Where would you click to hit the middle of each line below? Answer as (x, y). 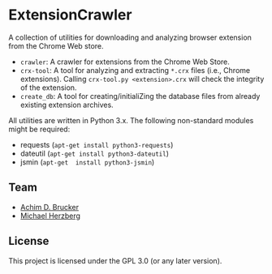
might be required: (39, 129)
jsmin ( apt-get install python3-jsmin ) (87, 162)
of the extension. (48, 88)
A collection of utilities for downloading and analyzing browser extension (130, 37)
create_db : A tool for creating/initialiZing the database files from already (140, 96)
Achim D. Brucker (50, 207)
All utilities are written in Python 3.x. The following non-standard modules (131, 120)
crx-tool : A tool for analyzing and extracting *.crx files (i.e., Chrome (135, 70)
